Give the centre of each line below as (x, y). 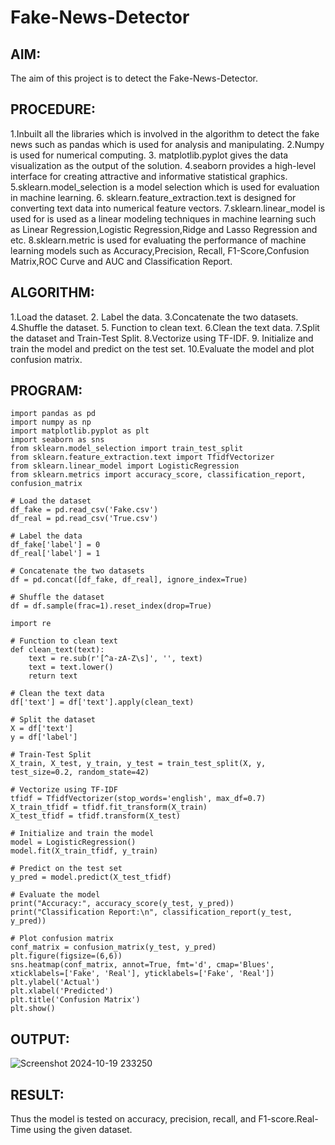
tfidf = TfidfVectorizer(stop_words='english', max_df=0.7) (138, 799)
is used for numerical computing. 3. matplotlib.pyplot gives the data (149, 155)
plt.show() (33, 1009)
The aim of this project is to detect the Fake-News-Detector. (134, 78)
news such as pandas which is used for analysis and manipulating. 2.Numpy (167, 144)
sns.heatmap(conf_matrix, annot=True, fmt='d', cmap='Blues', (142, 965)
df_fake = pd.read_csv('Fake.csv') (84, 510)
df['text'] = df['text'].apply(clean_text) (102, 702)
